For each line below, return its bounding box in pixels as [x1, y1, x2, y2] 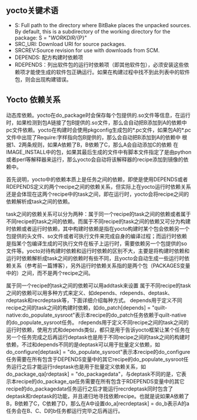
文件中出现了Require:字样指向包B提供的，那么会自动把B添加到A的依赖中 [6, 133, 181, 140]
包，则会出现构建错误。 [14, 76, 72, 83]
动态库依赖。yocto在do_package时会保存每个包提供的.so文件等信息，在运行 [6, 111, 191, 119]
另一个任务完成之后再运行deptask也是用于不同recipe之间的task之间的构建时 [6, 333, 190, 340]
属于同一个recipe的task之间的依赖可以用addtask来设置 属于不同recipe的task [6, 282, 191, 289]
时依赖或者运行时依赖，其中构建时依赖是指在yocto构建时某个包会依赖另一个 [6, 225, 190, 232]
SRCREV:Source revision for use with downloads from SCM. [14, 47, 160, 54]
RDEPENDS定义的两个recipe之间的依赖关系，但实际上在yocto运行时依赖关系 [6, 183, 191, 190]
